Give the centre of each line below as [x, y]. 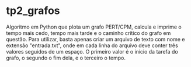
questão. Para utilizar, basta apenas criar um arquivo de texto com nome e [95, 39]
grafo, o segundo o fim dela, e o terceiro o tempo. [66, 58]
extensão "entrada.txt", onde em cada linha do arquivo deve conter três [92, 45]
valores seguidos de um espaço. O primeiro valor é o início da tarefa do [92, 51]
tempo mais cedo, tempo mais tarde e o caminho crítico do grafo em [88, 33]
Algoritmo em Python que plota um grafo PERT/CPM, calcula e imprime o [94, 27]
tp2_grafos [33, 11]
